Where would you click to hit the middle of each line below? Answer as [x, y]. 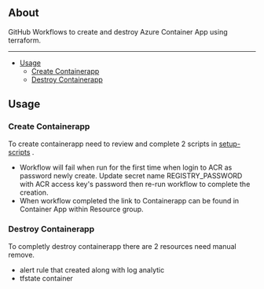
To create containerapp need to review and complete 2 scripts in [113, 144]
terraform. [25, 40]
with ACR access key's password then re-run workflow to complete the [135, 184]
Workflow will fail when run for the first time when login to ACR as [126, 167]
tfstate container [46, 278]
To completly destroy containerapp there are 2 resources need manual [123, 246]
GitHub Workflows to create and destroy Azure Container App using [118, 31]
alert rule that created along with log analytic [92, 269]
